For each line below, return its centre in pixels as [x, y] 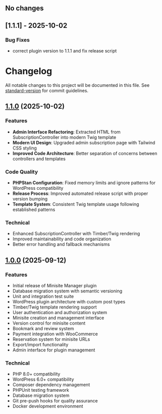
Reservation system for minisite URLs [51, 339]
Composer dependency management [51, 385]
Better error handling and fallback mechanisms [61, 244]
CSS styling [24, 148]
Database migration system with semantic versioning [67, 291]
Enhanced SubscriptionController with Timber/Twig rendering [76, 234]
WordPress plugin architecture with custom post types [69, 301]
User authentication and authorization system [60, 312]
